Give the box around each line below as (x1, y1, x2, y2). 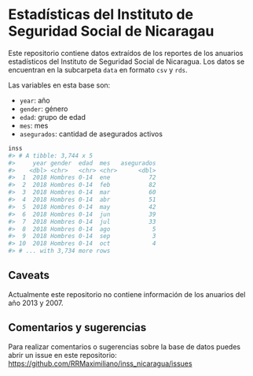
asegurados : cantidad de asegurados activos (19, 128, 163, 139)
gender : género (19, 104, 68, 114)
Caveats (8, 269, 49, 282)
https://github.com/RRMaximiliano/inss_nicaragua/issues (8, 359, 192, 368)
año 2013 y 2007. (8, 298, 64, 307)
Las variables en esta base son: (8, 80, 111, 90)
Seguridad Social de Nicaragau (8, 22, 214, 40)
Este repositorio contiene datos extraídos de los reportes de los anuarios (8, 48, 244, 58)
